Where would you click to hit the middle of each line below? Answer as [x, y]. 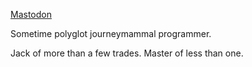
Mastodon [31, 14]
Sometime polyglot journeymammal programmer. [111, 33]
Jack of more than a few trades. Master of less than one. [127, 53]
